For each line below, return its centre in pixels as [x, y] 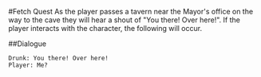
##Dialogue [27, 44]
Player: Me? [28, 65]
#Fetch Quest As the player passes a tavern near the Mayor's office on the [131, 12]
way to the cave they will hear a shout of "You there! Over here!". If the [125, 20]
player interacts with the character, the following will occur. [105, 28]
